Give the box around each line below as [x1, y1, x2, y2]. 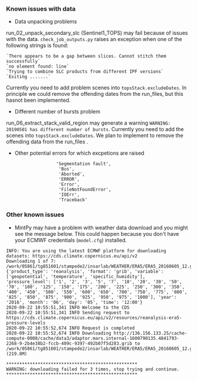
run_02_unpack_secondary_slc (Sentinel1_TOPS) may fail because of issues [6, 29, 188, 36]
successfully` [6, 58, 41, 65]
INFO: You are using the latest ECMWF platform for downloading [6, 248, 167, 254]
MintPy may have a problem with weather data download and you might [14, 224, 188, 231]
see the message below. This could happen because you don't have [14, 230, 179, 237]
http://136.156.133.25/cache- [113, 330, 188, 336]
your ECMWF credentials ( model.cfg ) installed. [14, 236, 127, 243]
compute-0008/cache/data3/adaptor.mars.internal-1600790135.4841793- [6, 335, 180, 341]
